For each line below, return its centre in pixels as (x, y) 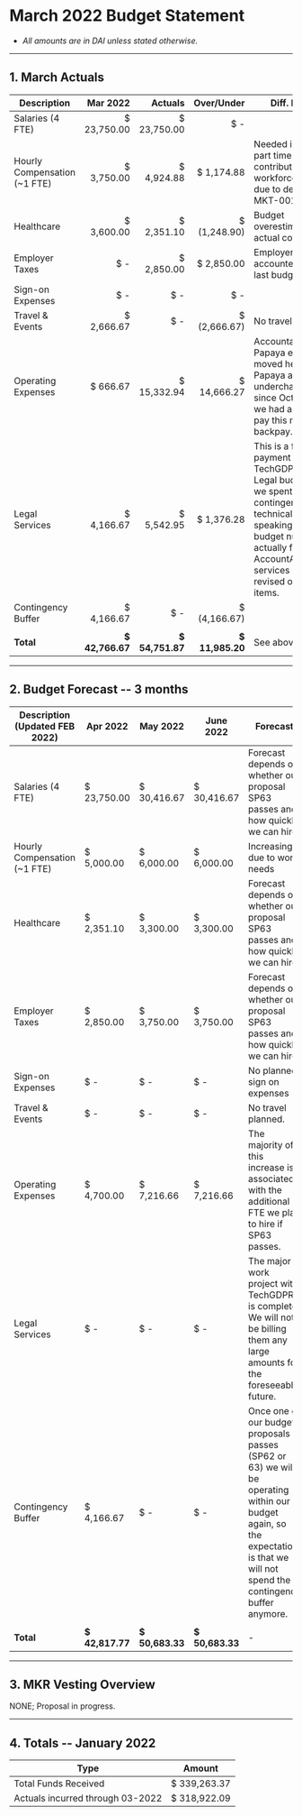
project (263, 1283)
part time (273, 155)
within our (269, 1500)
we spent (273, 491)
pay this (271, 420)
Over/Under (219, 103)
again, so (267, 1523)
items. (267, 592)
